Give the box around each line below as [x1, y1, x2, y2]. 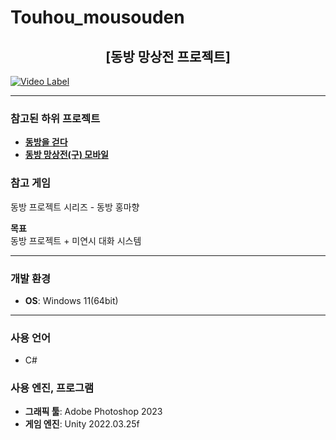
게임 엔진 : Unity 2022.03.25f [24, 418, 140, 430]
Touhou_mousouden [10, 6, 185, 29]
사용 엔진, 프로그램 [10, 381, 95, 395]
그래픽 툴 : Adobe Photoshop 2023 [24, 406, 163, 418]
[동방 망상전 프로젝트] [105, 48, 231, 65]
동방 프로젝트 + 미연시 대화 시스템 [10, 234, 142, 246]
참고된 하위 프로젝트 [10, 111, 101, 125]
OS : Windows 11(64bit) [24, 294, 119, 306]
